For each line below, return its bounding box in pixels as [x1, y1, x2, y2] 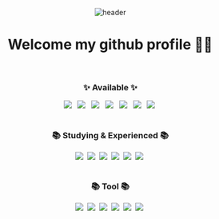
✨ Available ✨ [83, 82, 137, 93]
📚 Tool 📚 [90, 181, 130, 192]
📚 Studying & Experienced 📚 [51, 130, 169, 141]
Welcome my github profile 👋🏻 [7, 36, 213, 54]
